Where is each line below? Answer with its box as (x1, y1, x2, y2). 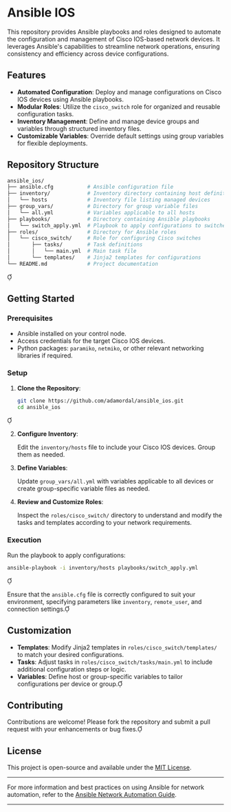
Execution (7, 535, 42, 545)
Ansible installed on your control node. (16, 329, 127, 337)
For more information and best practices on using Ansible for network (7, 783, 205, 791)
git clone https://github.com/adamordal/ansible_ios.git (16, 397, 184, 404)
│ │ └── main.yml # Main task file (7, 248, 137, 255)
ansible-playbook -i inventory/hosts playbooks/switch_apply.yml (7, 564, 198, 571)
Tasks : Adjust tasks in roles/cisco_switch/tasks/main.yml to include (16, 658, 213, 666)
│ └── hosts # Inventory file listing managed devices (7, 196, 211, 204)
